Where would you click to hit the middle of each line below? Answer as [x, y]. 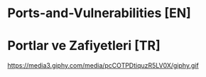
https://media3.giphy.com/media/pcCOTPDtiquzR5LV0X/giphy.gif [103, 66]
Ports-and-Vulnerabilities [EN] [99, 13]
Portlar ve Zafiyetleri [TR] [84, 46]
